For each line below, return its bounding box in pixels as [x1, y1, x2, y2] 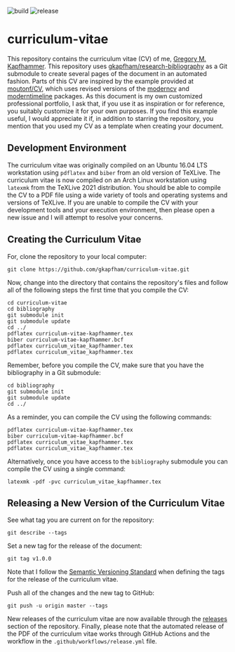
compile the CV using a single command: [7, 464, 126, 473]
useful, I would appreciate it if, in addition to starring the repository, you [7, 114, 214, 122]
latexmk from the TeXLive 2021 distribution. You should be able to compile [7, 183, 221, 191]
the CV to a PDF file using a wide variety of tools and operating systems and [7, 191, 228, 199]
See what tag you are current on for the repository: [7, 516, 154, 524]
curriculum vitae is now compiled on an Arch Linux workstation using [7, 176, 207, 184]
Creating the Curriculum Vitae [7, 234, 142, 245]
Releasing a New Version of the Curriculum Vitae [7, 497, 225, 509]
